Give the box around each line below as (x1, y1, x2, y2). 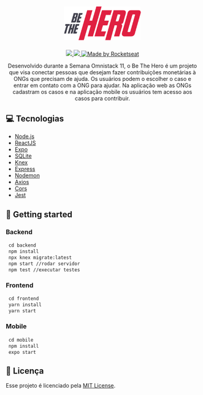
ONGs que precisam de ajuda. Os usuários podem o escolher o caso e (13, 75, 191, 83)
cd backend (8, 242, 36, 248)
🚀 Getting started (6, 209, 73, 220)
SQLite (14, 152, 32, 159)
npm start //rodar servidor (8, 261, 80, 267)
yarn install (8, 302, 42, 308)
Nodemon (14, 172, 40, 179)
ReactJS (14, 139, 36, 147)
